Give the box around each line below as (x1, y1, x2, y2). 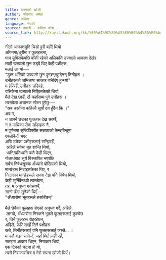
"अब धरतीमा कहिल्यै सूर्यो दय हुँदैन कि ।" (5, 105, 70, 111)
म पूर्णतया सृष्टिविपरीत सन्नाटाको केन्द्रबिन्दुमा (5, 127, 72, 133)
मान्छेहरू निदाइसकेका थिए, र (5, 166, 49, 172)
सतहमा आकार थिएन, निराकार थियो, (5, 239, 61, 244)
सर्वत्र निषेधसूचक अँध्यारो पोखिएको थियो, (5, 161, 68, 166)
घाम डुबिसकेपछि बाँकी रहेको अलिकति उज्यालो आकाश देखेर (5, 55, 97, 61)
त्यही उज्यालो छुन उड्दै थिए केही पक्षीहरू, (5, 60, 68, 66)
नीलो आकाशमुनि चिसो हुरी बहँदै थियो (5, 44, 61, 50)
